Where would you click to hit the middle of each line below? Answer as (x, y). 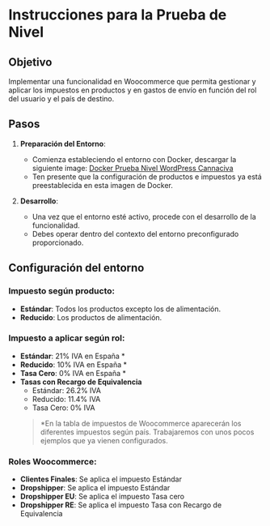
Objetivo (30, 62)
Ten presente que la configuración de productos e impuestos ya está (147, 177)
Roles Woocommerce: (53, 461)
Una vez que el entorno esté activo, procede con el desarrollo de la (144, 216)
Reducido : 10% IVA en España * (74, 364)
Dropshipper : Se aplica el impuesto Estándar (95, 488)
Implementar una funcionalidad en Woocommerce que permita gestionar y (132, 81)
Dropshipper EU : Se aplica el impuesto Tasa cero (102, 497)
